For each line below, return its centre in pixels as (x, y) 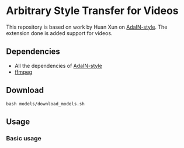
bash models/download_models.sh (45, 104)
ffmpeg (23, 72)
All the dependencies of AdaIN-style (58, 66)
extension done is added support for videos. (59, 33)
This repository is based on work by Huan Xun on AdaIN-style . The (87, 27)
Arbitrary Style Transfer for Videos (93, 11)
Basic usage (24, 138)
